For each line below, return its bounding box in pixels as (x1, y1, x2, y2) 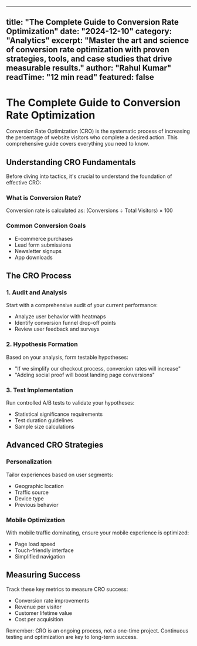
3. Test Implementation (6, 386, 73, 394)
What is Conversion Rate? (6, 194, 81, 202)
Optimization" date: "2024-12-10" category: (6, 26, 172, 36)
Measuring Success (6, 570, 81, 580)
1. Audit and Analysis (6, 288, 67, 297)
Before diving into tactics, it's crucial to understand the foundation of (6, 173, 172, 180)
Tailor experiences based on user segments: (6, 471, 114, 478)
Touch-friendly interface (14, 547, 74, 554)
